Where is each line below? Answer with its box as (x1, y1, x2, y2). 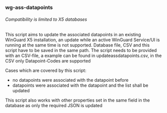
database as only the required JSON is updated (5, 103, 103, 109)
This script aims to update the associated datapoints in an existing (5, 32, 141, 38)
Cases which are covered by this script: (5, 67, 86, 73)
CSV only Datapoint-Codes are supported (5, 58, 91, 64)
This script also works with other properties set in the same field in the (5, 97, 150, 103)
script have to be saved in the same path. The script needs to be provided (5, 48, 157, 54)
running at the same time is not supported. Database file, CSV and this (5, 42, 150, 48)
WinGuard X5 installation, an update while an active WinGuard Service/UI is (5, 37, 160, 43)
